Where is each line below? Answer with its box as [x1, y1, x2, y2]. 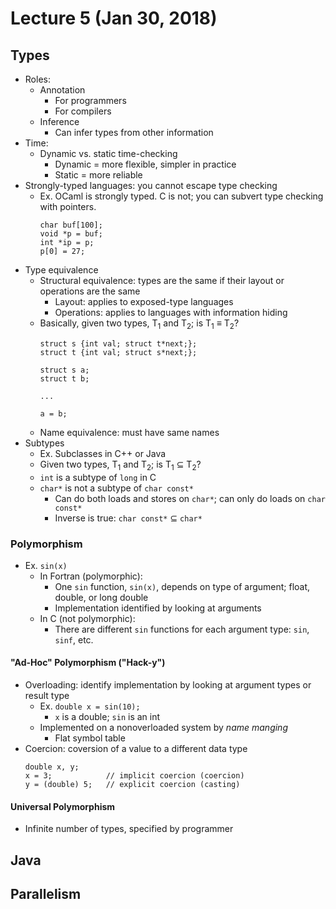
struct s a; [39, 365, 90, 375]
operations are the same [39, 285, 141, 297]
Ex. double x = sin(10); [39, 700, 141, 712]
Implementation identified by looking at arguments [54, 602, 262, 614]
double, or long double [54, 591, 149, 603]
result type [24, 690, 70, 702]
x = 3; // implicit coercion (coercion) [24, 771, 245, 781]
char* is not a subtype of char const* [39, 482, 194, 494]
